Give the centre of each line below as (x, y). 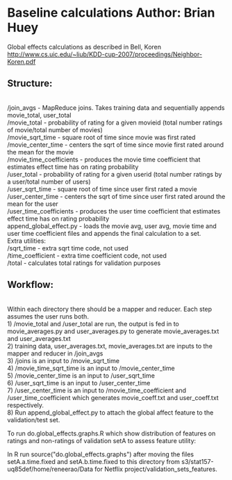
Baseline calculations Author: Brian (111, 13)
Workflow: (31, 285)
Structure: (30, 84)
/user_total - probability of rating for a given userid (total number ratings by (115, 174)
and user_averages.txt (39, 338)
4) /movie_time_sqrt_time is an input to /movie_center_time (91, 368)
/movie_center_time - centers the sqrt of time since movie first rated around (116, 145)
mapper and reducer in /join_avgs (55, 353)
